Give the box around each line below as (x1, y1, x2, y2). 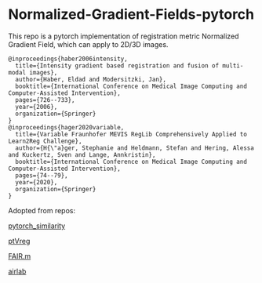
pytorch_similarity (8, 221, 66, 230)
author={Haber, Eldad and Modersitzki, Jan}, (15, 75, 167, 83)
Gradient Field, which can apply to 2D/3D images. (8, 39, 169, 49)
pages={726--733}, (15, 96, 76, 103)
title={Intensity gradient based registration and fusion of (15, 61, 220, 70)
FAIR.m (8, 251, 31, 260)
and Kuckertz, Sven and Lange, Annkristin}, (8, 151, 156, 158)
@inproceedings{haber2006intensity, (8, 55, 128, 63)
